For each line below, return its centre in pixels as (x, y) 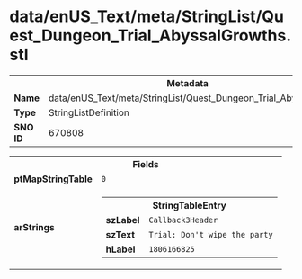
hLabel (120, 249)
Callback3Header (183, 220)
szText (120, 234)
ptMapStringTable (53, 179)
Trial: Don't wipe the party (210, 234)
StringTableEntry (189, 205)
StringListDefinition (89, 112)
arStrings (35, 227)
